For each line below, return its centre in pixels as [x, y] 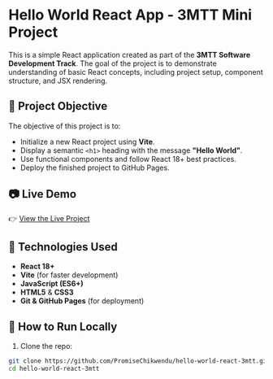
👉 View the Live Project [49, 218]
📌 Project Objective [58, 106]
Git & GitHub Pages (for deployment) [82, 301]
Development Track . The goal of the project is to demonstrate [113, 63]
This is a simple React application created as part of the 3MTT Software [130, 54]
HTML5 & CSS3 [47, 292]
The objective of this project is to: [65, 126]
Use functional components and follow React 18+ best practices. [128, 159]
